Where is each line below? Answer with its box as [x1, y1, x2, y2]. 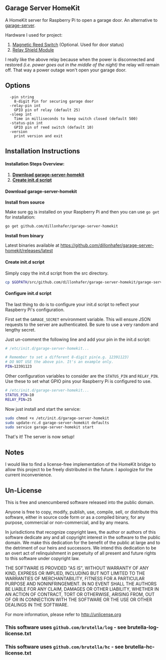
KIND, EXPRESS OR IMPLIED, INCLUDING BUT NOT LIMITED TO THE [5, 570, 145, 576]
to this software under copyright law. [5, 555, 80, 561]
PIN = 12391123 [5, 364, 32, 369]
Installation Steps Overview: [5, 161, 65, 166]
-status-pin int [9, 120, 43, 125]
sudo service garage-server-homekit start [5, 425, 94, 430]
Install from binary [5, 233, 44, 239]
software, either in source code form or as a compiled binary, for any [5, 514, 145, 520]
